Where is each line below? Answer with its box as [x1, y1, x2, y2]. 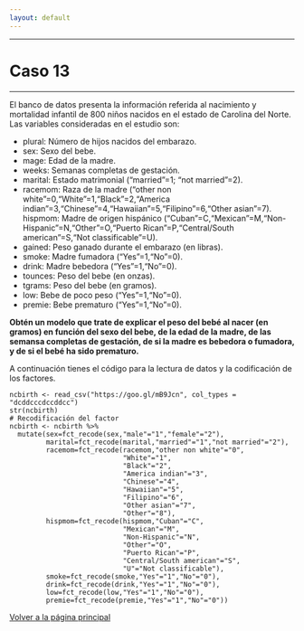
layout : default [9, 13, 71, 23]
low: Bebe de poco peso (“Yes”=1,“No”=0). [22, 289, 183, 300]
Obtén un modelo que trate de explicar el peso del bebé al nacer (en [9, 316, 269, 327]
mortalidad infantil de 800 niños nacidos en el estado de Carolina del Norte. [9, 108, 291, 119]
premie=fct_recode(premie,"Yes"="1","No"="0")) [45, 596, 229, 605]
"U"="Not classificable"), [122, 564, 224, 573]
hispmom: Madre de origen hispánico [22, 212, 163, 223]
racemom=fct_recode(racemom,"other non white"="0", [45, 445, 245, 455]
